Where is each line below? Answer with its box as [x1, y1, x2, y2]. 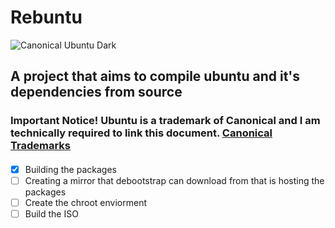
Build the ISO [24, 208, 79, 220]
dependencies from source [10, 84, 183, 101]
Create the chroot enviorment [24, 196, 147, 208]
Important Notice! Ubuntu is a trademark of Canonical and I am [10, 114, 321, 128]
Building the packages [24, 163, 117, 175]
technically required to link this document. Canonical [10, 126, 273, 140]
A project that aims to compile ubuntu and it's [10, 68, 301, 85]
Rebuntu [10, 6, 83, 29]
